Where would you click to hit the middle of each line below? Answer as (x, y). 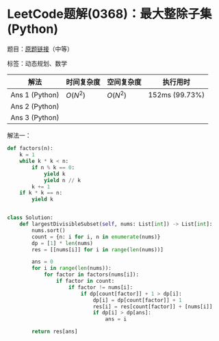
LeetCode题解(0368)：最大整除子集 (109, 14)
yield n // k (62, 180)
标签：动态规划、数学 (37, 63)
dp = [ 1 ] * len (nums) (63, 243)
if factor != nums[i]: (101, 287)
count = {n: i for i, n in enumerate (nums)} (96, 237)
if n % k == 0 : (53, 167)
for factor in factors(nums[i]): (91, 275)
